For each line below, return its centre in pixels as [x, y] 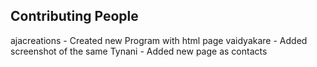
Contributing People [74, 16]
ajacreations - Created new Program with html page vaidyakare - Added [159, 40]
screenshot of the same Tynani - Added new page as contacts [139, 51]
